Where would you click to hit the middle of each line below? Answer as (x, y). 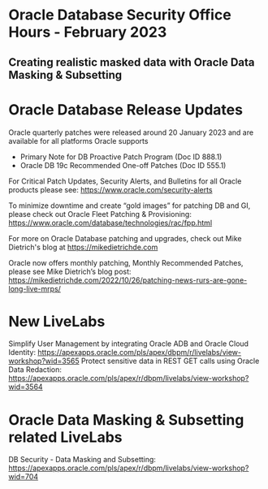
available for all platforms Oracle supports (78, 141)
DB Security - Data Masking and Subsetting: (82, 460)
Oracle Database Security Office (120, 15)
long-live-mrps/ (35, 288)
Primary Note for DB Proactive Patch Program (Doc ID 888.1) (121, 157)
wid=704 (24, 477)
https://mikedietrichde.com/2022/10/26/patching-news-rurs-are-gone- (128, 280)
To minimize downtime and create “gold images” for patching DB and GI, (130, 206)
